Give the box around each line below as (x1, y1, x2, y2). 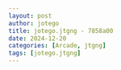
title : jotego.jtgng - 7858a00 (8, 27, 114, 35)
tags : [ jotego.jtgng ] (8, 49, 81, 57)
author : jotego (8, 19, 60, 27)
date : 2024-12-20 (8, 34, 67, 43)
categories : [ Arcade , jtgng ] (8, 42, 106, 50)
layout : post (8, 11, 52, 20)
